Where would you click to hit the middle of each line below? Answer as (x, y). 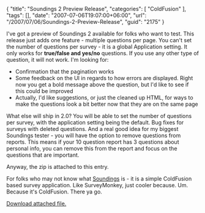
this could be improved (44, 91)
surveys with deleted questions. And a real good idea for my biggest (92, 129)
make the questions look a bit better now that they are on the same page (107, 104)
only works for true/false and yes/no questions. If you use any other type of (103, 53)
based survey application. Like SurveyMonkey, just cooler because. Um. (97, 185)
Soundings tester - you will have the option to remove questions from (94, 135)
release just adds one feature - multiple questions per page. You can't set (99, 40)
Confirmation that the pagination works (65, 72)
